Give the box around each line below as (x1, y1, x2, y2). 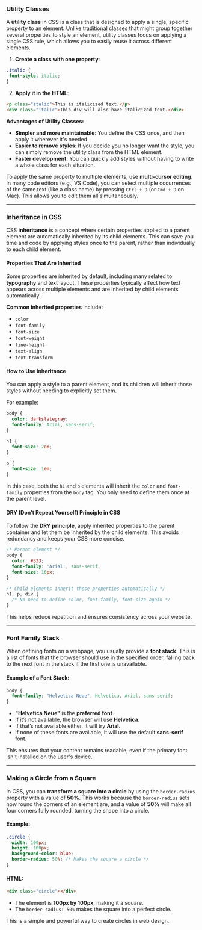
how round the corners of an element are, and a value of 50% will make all (6, 800, 191, 808)
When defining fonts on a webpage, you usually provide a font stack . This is (6, 648, 195, 655)
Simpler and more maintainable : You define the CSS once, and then (14, 129, 185, 137)
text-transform (14, 355, 54, 361)
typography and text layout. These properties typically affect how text (6, 279, 181, 287)
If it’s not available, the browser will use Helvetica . (14, 716, 140, 724)
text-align (14, 349, 43, 355)
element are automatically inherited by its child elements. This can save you (6, 232, 194, 240)
